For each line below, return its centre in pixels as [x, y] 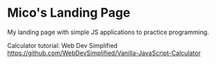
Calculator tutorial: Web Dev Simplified [63, 45]
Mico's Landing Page [69, 13]
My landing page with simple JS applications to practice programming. [108, 32]
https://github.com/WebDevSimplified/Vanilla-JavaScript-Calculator [104, 53]
